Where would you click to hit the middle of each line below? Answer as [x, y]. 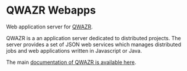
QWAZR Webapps [51, 10]
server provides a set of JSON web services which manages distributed [94, 44]
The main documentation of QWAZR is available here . [71, 62]
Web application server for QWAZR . [49, 27]
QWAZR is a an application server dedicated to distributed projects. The [94, 38]
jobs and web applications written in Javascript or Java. [74, 50]
